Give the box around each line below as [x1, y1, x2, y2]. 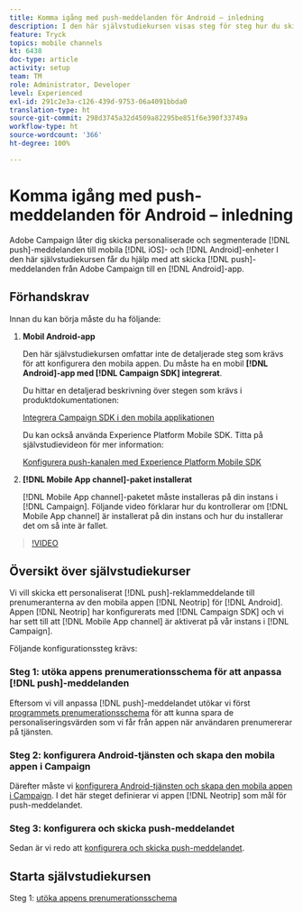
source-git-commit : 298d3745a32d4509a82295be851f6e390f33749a [9, 114, 248, 123]
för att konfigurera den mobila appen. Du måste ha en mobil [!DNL [22, 358, 269, 369]
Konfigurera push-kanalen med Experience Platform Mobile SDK [22, 456, 262, 467]
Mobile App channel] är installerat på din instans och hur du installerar [22, 510, 284, 521]
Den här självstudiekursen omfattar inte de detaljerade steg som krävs [22, 348, 284, 359]
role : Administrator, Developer [9, 80, 131, 89]
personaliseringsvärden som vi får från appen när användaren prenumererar [9, 716, 293, 727]
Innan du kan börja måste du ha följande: [9, 313, 161, 324]
